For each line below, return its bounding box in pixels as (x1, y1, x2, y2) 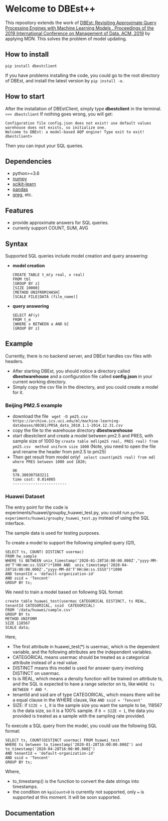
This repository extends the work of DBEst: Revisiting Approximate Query (5, 20, 157, 26)
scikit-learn (12, 181, 36, 187)
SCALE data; (5, 625, 30, 630)
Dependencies (5, 157, 52, 166)
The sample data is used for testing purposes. (5, 530, 100, 536)
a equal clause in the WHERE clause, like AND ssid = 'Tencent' (12, 697, 143, 703)
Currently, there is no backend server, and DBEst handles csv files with (5, 353, 152, 359)
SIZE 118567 (5, 621, 30, 626)
